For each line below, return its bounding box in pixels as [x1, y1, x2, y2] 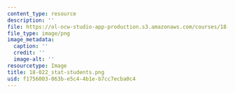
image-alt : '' [13, 56, 55, 63]
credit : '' [13, 50, 45, 57]
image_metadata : [7, 36, 55, 43]
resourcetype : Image [7, 62, 68, 69]
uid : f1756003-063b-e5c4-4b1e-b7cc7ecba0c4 [7, 75, 136, 83]
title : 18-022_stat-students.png [7, 69, 105, 76]
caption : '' [13, 43, 49, 50]
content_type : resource [7, 10, 77, 17]
